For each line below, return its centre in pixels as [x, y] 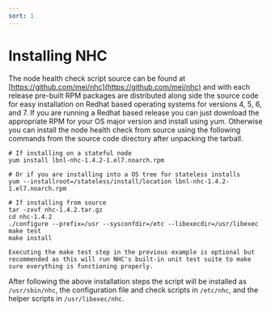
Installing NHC [58, 55]
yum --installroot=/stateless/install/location [90, 181]
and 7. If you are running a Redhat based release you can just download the [134, 112]
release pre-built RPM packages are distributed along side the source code [133, 95]
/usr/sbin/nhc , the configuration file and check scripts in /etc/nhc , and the [133, 290]
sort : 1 [21, 16]
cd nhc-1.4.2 [30, 216]
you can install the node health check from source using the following [125, 129]
